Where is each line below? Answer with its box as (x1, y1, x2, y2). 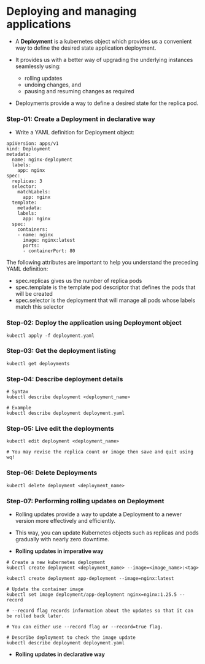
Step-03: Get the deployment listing (6, 347, 116, 355)
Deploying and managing (6, 4, 137, 18)
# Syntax (6, 388, 29, 395)
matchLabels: (17, 189, 51, 195)
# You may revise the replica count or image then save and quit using (6, 449, 193, 455)
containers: (17, 226, 48, 233)
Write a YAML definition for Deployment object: (15, 129, 135, 136)
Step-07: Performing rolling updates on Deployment (6, 496, 164, 505)
